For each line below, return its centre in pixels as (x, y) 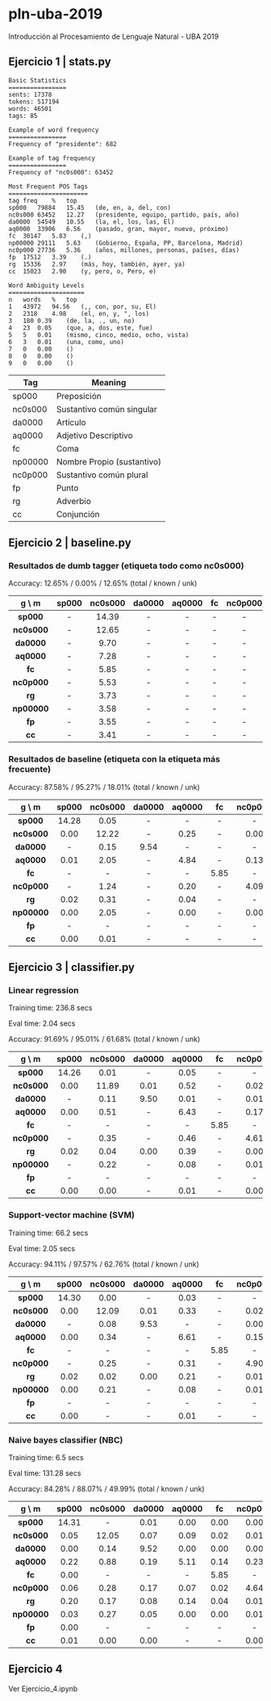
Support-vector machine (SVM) (72, 1215)
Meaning (109, 382)
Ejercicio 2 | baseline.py (70, 543)
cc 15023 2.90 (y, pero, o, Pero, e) (83, 271)
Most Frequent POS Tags (48, 187)
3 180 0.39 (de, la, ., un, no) (72, 321)
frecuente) (29, 770)
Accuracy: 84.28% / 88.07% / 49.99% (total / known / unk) (106, 1489)
